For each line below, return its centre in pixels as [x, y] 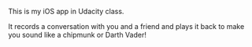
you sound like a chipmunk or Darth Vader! [78, 35]
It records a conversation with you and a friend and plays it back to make [126, 26]
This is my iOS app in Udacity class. [66, 11]
